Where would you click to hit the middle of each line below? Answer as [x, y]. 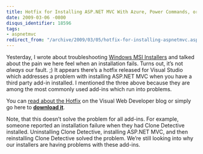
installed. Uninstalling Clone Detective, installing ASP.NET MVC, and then [97, 132]
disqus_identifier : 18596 [39, 23]
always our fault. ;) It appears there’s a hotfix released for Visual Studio [95, 70]
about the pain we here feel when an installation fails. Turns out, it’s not [95, 63]
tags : [13, 29]
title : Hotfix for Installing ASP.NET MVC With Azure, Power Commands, [98, 12]
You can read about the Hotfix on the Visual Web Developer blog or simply [99, 101]
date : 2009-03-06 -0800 [36, 18]
